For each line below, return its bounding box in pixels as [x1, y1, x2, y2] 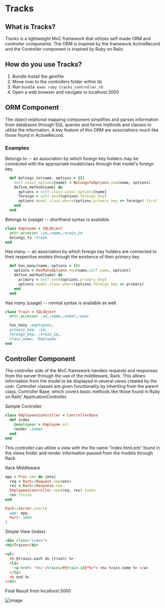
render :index [14, 427, 43, 432]
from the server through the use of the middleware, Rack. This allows [5, 373, 146, 379]
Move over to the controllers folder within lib [12, 78, 102, 84]
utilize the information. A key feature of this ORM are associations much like [5, 127, 159, 133]
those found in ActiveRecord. [5, 132, 64, 138]
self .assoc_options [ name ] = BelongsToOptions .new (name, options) [14, 180, 151, 185]
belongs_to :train [9, 235, 48, 240]
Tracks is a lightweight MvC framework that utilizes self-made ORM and [5, 35, 151, 41]
